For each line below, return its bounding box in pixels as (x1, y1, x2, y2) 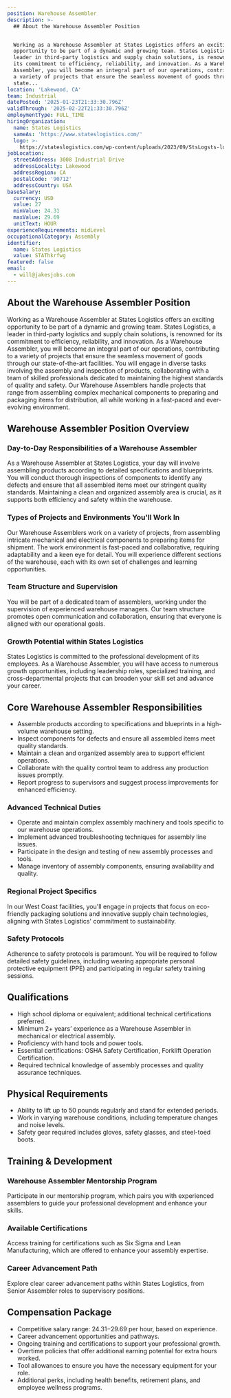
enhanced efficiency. (16, 785, 77, 794)
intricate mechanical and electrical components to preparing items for (7, 536, 205, 544)
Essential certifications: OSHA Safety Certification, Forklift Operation (16, 1046, 212, 1054)
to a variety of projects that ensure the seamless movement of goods (7, 351, 203, 360)
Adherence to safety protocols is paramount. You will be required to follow (7, 950, 218, 958)
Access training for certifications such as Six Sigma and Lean (7, 1239, 181, 1247)
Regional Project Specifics (7, 886, 98, 896)
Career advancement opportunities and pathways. (16, 1332, 160, 1340)
